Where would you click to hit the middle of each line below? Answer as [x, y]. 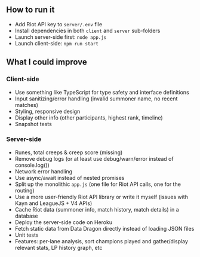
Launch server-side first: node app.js [61, 37]
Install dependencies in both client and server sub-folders [87, 30]
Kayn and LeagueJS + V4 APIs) [53, 203]
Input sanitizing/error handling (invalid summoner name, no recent [96, 99]
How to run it [30, 10]
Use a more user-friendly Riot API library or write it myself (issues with [101, 197]
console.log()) [32, 165]
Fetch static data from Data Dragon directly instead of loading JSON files [104, 228]
